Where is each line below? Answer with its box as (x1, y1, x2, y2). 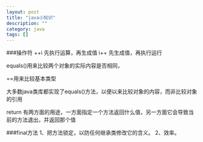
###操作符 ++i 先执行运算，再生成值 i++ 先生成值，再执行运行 (6, 49, 163, 57)
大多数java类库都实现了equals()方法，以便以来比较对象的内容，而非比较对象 (6, 88, 198, 95)
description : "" (6, 20, 48, 26)
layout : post (6, 9, 40, 15)
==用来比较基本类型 (6, 75, 57, 82)
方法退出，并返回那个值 (16, 116, 76, 124)
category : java (6, 26, 45, 32)
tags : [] (6, 32, 29, 38)
